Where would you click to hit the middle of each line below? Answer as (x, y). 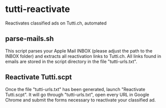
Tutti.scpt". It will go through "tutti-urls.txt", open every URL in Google (77, 94)
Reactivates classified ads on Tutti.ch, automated (56, 23)
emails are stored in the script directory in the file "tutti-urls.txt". (71, 61)
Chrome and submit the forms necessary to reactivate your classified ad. (80, 100)
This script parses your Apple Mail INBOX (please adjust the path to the (79, 50)
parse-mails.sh (30, 39)
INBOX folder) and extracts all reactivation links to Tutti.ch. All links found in (83, 56)
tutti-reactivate (38, 9)
